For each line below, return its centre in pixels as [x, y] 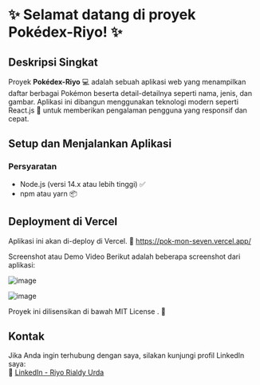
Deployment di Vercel [63, 222]
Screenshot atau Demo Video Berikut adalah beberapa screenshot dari [124, 256]
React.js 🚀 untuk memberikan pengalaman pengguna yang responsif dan [128, 110]
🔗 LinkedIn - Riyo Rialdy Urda [56, 372]
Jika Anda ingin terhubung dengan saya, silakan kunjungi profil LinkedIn [126, 355]
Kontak [27, 336]
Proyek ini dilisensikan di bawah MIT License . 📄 [87, 311]
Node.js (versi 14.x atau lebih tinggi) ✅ [83, 184]
